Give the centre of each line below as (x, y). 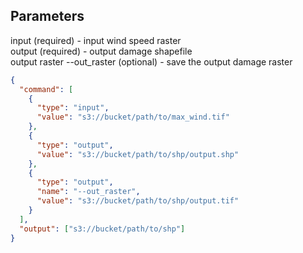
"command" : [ (46, 89)
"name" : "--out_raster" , (88, 192)
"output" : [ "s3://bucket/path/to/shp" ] (102, 229)
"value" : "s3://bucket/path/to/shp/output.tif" (138, 201)
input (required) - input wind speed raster (96, 40)
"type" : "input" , (73, 108)
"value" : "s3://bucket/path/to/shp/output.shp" (138, 154)
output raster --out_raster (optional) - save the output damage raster (151, 61)
